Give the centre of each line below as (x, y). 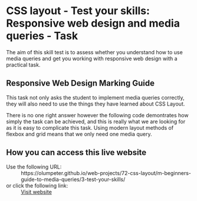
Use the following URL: (34, 167)
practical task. (23, 65)
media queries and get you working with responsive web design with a (92, 58)
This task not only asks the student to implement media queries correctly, (95, 97)
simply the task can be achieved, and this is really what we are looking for (96, 121)
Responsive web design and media (93, 23)
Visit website (36, 192)
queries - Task (42, 36)
